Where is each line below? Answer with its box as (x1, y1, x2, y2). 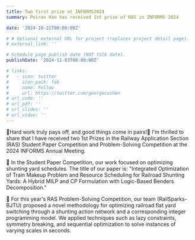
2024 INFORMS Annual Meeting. (6, 147, 86, 154)
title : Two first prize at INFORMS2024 (6, 8, 105, 15)
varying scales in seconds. (6, 226, 72, 234)
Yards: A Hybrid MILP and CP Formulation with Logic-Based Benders (6, 177, 174, 184)
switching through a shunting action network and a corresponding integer (6, 208, 186, 215)
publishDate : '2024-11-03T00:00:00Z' (6, 57, 100, 63)
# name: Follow (6, 84, 55, 91)
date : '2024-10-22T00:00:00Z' (6, 25, 81, 31)
